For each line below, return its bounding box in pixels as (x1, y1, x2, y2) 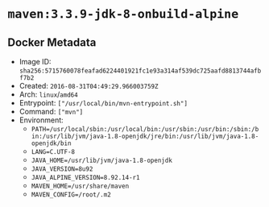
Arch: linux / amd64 (19, 89, 78, 99)
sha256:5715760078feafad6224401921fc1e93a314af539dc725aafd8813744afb (19, 67, 262, 75)
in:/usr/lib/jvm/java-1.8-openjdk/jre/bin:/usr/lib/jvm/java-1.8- (31, 132, 259, 140)
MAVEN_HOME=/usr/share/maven (31, 182, 130, 190)
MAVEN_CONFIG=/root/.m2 (31, 191, 112, 199)
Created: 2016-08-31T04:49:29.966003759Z (19, 81, 159, 90)
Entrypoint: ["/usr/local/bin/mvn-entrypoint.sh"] (19, 98, 188, 107)
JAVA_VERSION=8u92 (31, 165, 93, 173)
